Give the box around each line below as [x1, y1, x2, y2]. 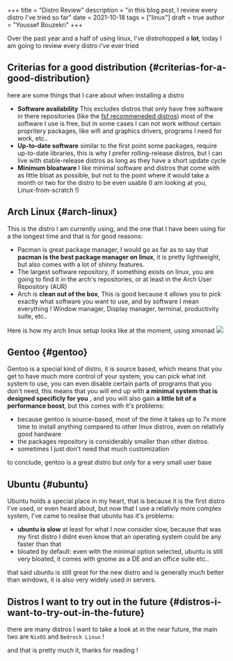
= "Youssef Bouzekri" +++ [7, 21, 83, 29]
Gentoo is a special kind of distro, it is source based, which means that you [7, 365, 223, 373]
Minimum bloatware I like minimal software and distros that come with [17, 164, 220, 172]
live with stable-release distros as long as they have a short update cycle [17, 156, 227, 164]
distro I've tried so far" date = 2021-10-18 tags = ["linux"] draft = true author [7, 13, 225, 22]
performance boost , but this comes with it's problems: [7, 401, 165, 410]
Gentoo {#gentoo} [7, 347, 88, 358]
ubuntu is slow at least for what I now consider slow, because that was [17, 525, 221, 534]
